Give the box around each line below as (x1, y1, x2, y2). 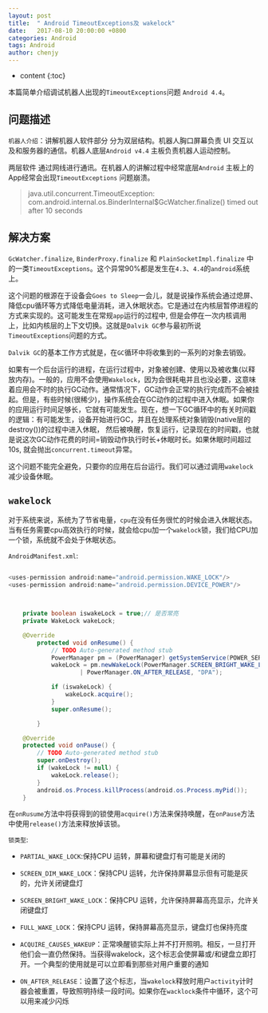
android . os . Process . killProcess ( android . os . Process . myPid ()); (37, 786, 248, 794)
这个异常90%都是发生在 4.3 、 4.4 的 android (97, 263, 237, 273)
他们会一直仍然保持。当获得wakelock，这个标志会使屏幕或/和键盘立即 (19, 949, 250, 959)
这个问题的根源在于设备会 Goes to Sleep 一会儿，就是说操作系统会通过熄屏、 (8, 290, 258, 300)
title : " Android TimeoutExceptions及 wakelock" (8, 19, 175, 27)
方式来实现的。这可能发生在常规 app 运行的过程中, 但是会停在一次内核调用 (8, 310, 247, 320)
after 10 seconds (27, 205, 83, 215)
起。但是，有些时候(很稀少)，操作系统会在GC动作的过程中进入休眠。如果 (8, 394, 247, 404)
